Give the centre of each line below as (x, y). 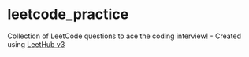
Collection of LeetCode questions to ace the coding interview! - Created (124, 36)
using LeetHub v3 (36, 44)
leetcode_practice (68, 14)
